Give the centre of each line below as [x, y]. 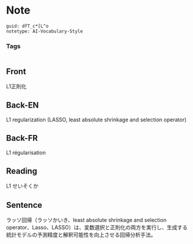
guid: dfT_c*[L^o [27, 26]
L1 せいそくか [22, 186]
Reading [22, 171]
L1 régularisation [26, 152]
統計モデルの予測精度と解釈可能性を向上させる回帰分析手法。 [81, 235]
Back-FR [22, 138]
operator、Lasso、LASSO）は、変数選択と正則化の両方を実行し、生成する [97, 227]
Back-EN [22, 105]
